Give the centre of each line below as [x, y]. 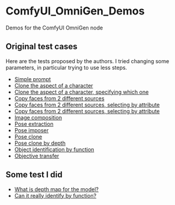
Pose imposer [31, 130]
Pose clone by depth [40, 143]
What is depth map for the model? [56, 189]
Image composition [38, 117]
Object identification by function [54, 149]
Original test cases [41, 47]
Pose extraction [34, 124]
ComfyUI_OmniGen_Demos [75, 11]
